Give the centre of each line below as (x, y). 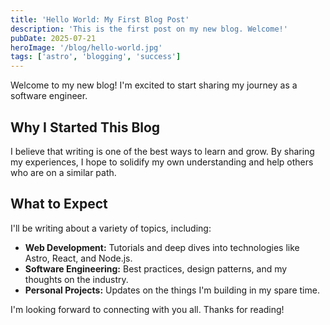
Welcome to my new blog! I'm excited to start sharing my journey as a (154, 85)
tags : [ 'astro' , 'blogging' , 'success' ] (96, 57)
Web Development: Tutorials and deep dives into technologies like (162, 247)
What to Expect (59, 204)
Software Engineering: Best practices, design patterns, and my (156, 268)
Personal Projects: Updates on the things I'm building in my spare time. (172, 290)
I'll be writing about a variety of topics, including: (111, 228)
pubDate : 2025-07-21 (53, 38)
